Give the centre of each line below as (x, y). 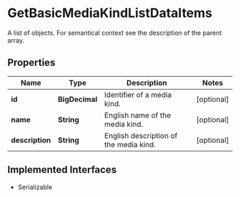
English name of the (138, 115)
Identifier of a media (138, 95)
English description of (141, 135)
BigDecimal (77, 99)
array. (16, 40)
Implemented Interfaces (62, 170)
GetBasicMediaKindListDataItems (110, 13)
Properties (31, 63)
